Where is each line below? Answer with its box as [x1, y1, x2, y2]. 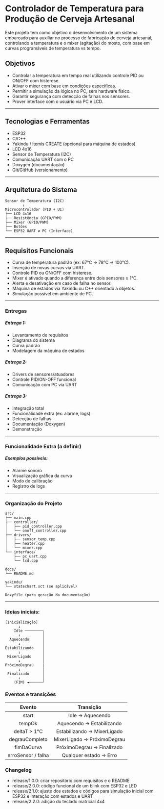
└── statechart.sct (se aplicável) [5, 584, 78, 589]
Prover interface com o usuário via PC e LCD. [12, 99, 103, 104]
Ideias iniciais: [5, 608, 40, 615]
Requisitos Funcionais [5, 246, 74, 255]
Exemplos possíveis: [5, 455, 48, 461]
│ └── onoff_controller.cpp [5, 528, 67, 533]
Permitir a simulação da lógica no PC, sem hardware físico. [12, 88, 131, 94]
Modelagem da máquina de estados [12, 348, 84, 354]
